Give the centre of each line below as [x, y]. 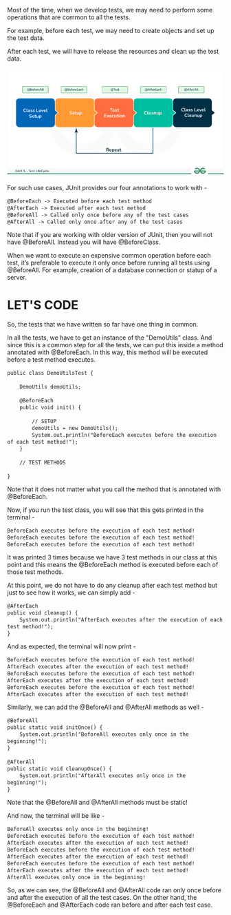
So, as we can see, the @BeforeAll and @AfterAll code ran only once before [114, 890]
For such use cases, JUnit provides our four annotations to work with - [107, 188]
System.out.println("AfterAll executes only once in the [103, 775]
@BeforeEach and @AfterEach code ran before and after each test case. [110, 905]
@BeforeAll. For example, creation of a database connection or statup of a [112, 270]
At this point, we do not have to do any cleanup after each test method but [112, 585]
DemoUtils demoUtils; [50, 387]
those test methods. [35, 572]
